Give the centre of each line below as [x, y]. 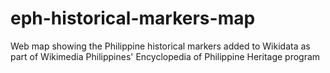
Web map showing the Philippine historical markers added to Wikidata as [160, 46]
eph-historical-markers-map [133, 18]
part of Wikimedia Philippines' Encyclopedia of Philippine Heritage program [165, 56]
